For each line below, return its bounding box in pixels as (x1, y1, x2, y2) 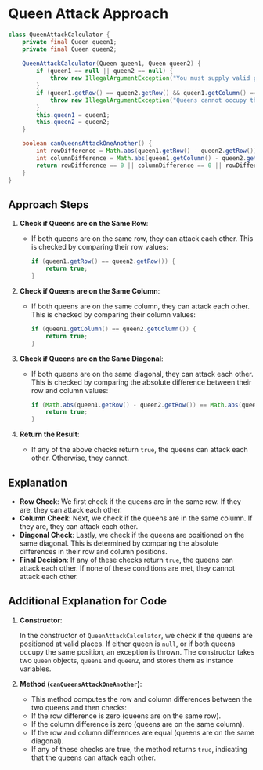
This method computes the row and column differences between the (31, 694, 253, 703)
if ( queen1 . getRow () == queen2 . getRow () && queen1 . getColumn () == (36, 89, 258, 97)
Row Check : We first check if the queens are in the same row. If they (19, 496, 241, 506)
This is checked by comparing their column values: (31, 309, 196, 319)
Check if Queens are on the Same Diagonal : (19, 354, 164, 363)
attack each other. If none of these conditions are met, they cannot (19, 563, 236, 573)
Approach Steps (8, 198, 89, 211)
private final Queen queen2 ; (22, 45, 117, 53)
